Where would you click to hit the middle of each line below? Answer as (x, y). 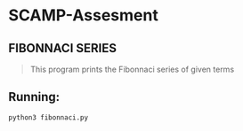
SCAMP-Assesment (84, 15)
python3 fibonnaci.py (49, 117)
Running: (34, 97)
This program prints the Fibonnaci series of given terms (132, 69)
